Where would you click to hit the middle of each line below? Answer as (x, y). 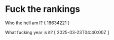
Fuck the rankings (43, 9)
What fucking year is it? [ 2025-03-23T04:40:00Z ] (57, 32)
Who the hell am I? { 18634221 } (38, 23)
